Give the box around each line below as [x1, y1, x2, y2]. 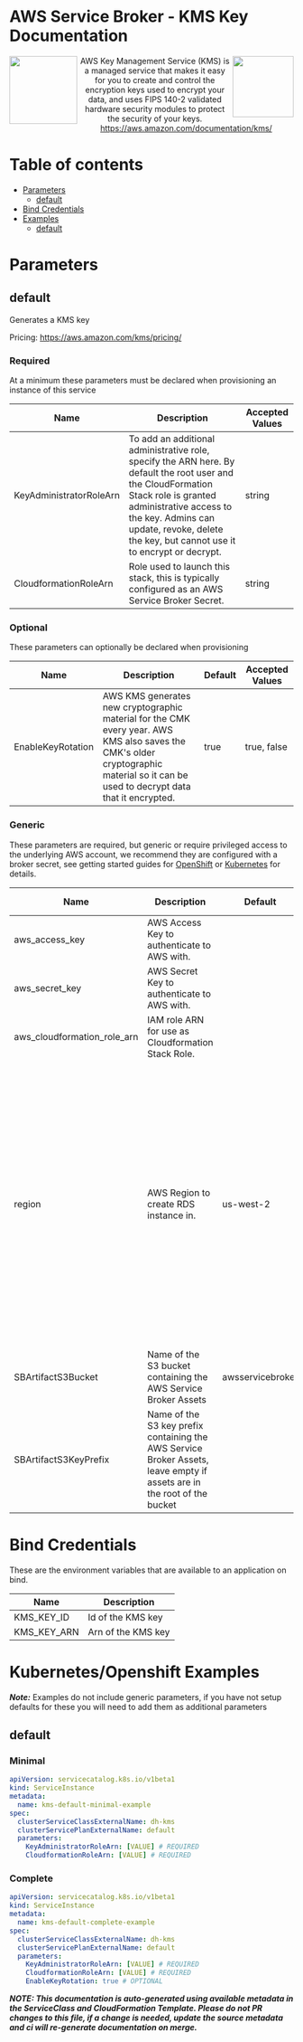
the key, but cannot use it [128, 534, 236, 547]
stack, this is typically [128, 572, 220, 584]
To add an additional [128, 432, 215, 445]
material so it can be [102, 769, 188, 781]
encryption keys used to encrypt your [85, 84, 225, 95]
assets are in [147, 1476, 201, 1489]
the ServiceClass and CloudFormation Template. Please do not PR [9, 2003, 263, 2013]
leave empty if [147, 1464, 207, 1477]
